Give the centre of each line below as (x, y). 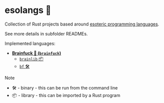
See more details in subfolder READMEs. (46, 33)
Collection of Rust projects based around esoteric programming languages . (82, 24)
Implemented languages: (30, 43)
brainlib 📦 (31, 58)
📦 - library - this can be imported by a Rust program (66, 95)
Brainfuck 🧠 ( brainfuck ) (36, 53)
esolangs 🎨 (28, 10)
